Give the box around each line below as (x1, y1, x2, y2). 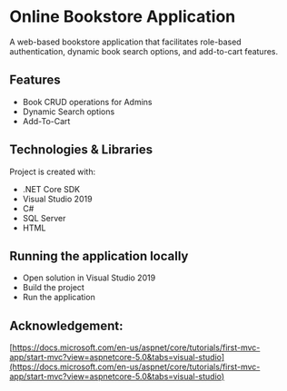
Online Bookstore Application (9, 6, 236, 27)
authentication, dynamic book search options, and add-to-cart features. (9, 45, 279, 56)
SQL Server (22, 212, 66, 223)
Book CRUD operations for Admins (22, 96, 153, 107)
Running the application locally (9, 248, 189, 264)
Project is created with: (9, 166, 96, 177)
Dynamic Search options (22, 106, 115, 117)
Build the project (22, 282, 84, 293)
